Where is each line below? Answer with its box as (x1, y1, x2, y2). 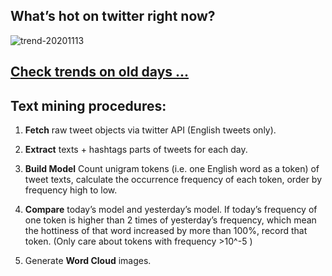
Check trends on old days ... (10, 64, 190, 81)
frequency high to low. (24, 184, 118, 196)
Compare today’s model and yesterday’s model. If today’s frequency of (24, 204, 318, 216)
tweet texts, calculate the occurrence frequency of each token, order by (24, 174, 323, 186)
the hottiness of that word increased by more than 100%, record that (24, 225, 308, 237)
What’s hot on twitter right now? (10, 8, 216, 25)
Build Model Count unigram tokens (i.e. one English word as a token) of (24, 163, 320, 175)
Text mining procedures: (10, 97, 167, 114)
